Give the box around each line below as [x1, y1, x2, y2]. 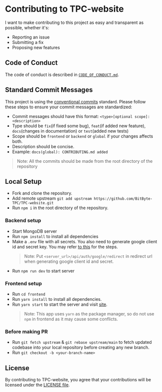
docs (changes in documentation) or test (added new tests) [12, 128, 129, 134]
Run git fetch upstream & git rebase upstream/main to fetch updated [12, 339, 152, 345]
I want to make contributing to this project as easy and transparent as [5, 20, 144, 25]
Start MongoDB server [12, 228, 57, 234]
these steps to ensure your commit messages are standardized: [5, 104, 132, 110]
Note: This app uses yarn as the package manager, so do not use [24, 311, 154, 316]
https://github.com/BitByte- [94, 196, 153, 201]
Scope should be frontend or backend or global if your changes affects [12, 133, 153, 139]
